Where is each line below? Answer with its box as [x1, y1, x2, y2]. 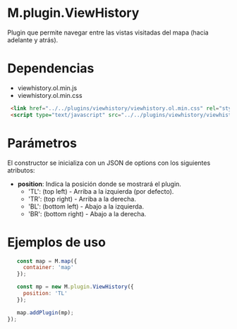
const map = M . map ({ [16, 257, 78, 265]
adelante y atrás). [7, 35, 59, 44]
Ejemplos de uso [7, 234, 106, 250]
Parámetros [7, 135, 78, 151]
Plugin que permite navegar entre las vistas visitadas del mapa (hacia [7, 28, 209, 37]
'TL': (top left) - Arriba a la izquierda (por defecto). [28, 187, 174, 195]
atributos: [7, 166, 35, 174]
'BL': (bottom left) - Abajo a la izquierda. [28, 202, 145, 211]
